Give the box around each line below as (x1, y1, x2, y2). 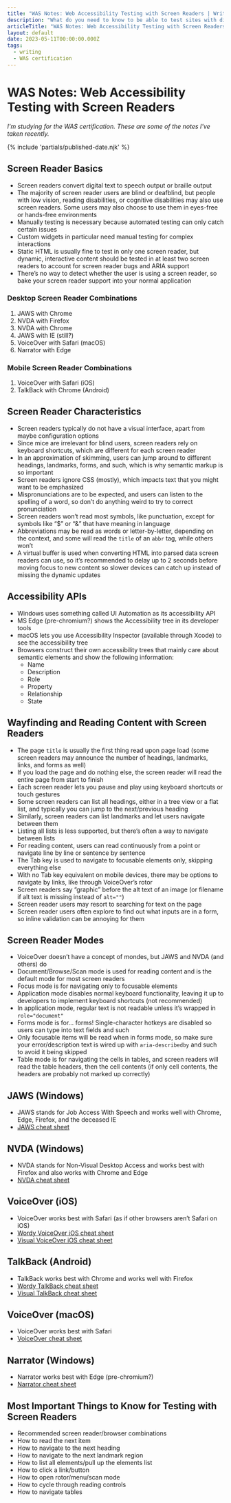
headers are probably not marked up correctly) (16, 1070, 151, 1078)
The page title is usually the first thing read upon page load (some (16, 746, 210, 754)
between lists (16, 834, 56, 842)
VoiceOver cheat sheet (16, 1335, 82, 1343)
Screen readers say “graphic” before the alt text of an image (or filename (16, 885, 223, 894)
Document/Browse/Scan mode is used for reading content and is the (16, 967, 212, 976)
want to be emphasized (16, 483, 84, 491)
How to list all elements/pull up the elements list (16, 1459, 153, 1467)
